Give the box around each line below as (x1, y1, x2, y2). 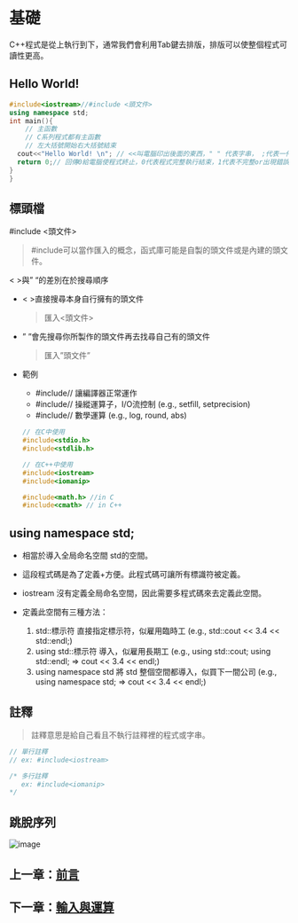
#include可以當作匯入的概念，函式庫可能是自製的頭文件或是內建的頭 (30, 245, 281, 255)
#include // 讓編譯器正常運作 (35, 387, 137, 399)
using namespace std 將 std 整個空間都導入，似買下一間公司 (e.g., (35, 667, 278, 677)
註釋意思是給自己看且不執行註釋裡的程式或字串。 (30, 729, 210, 740)
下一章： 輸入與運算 (9, 899, 114, 914)
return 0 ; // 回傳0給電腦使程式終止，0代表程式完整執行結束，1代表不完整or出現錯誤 (17, 157, 290, 167)
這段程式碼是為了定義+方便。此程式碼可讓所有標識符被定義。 (21, 569, 246, 580)
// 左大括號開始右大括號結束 (25, 141, 117, 151)
